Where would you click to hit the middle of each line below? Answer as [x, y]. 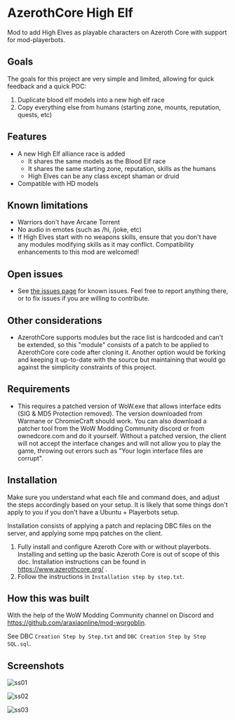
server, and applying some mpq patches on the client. [85, 533]
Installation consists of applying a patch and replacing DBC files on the [109, 525]
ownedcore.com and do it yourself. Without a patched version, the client [122, 435]
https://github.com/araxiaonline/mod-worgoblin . [77, 623]
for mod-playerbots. [36, 39]
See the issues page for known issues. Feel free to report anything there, [123, 291]
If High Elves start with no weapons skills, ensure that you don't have [117, 237]
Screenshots [36, 666]
